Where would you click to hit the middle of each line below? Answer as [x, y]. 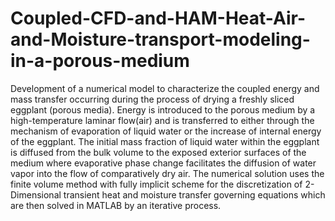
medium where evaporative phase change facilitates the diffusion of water [163, 163]
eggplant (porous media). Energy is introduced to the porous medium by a [163, 109]
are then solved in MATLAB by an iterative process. [116, 205]
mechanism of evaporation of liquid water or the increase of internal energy [166, 131]
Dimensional [36, 194]
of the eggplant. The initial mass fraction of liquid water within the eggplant [165, 141]
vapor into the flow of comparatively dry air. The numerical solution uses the [167, 173]
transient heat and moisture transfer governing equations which [194, 194]
